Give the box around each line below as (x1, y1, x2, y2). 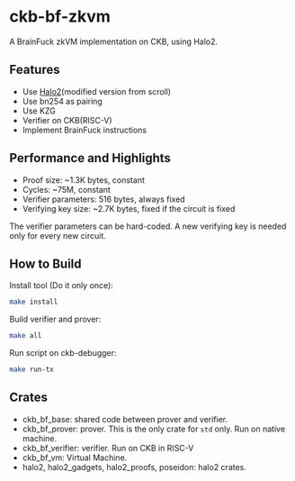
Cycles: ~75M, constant (22, 184, 111, 195)
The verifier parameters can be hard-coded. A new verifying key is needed (9, 221, 287, 231)
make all (9, 331, 42, 340)
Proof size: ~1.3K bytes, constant (22, 174, 146, 186)
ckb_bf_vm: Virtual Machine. (22, 452, 128, 463)
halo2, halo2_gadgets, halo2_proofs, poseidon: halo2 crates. (22, 461, 247, 472)
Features (9, 62, 60, 77)
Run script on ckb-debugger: (9, 348, 117, 358)
